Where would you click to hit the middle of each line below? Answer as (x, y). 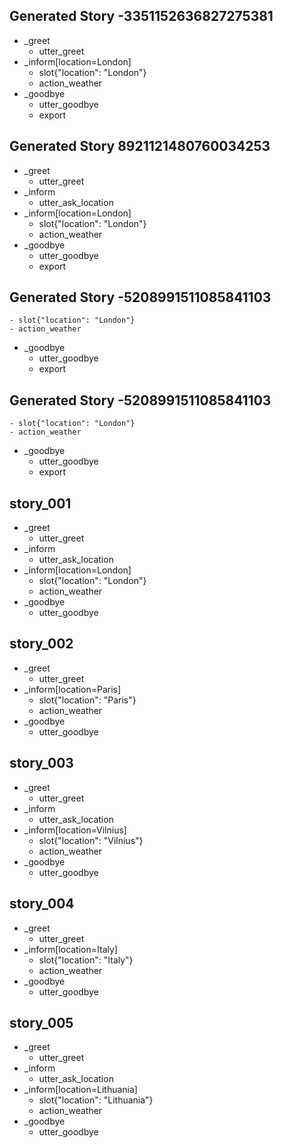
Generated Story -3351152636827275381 (141, 16)
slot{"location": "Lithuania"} (96, 1100)
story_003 (41, 763)
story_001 (40, 503)
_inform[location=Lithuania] (80, 1090)
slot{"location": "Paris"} (87, 700)
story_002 (41, 644)
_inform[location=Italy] (70, 949)
